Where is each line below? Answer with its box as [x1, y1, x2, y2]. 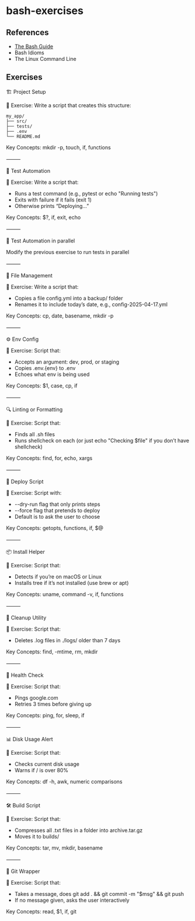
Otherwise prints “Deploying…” [14, 202, 89, 209]
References [6, 28, 49, 37]
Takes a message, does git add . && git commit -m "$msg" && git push [14, 890, 184, 897]
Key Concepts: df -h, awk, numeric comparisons [6, 778, 123, 785]
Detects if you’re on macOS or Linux [14, 573, 102, 580]
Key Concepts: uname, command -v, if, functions [6, 590, 124, 598]
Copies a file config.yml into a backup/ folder [14, 295, 123, 302]
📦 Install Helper [6, 548, 45, 555]
